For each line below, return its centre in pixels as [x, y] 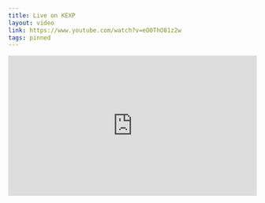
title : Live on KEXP [42, 15]
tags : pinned [30, 38]
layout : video [32, 23]
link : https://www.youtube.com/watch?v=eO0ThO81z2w [95, 30]
